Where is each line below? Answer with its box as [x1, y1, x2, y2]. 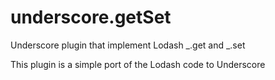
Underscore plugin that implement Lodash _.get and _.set [10, 39, 246, 51]
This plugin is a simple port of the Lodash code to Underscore [10, 58, 266, 70]
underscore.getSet [10, 6, 172, 29]
